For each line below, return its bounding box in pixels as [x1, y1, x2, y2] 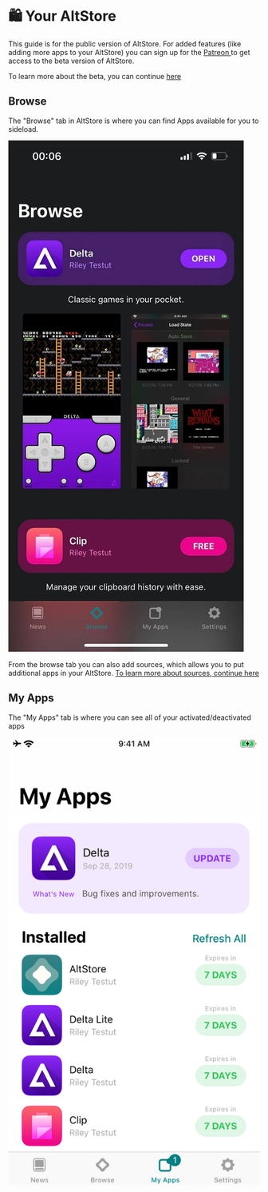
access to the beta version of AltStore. [8, 56, 135, 66]
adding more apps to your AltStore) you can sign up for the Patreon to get [8, 47, 250, 57]
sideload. [8, 124, 38, 133]
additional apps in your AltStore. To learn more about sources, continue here [8, 668, 259, 677]
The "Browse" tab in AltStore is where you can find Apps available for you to [8, 116, 259, 125]
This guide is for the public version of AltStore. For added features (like [8, 38, 242, 49]
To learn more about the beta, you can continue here [8, 71, 182, 81]
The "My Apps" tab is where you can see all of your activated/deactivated [8, 713, 251, 722]
